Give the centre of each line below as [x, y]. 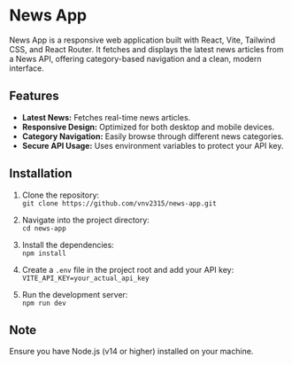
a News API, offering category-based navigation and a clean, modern [135, 58]
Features [34, 96]
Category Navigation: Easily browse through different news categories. [153, 136]
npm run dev [44, 303]
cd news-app [44, 228]
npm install [44, 253]
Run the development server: [75, 294]
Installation [41, 174]
